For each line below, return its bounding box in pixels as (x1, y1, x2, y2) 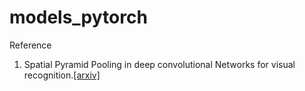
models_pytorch (9, 6, 148, 29)
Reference (9, 39, 52, 51)
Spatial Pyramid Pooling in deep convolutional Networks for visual (23, 58, 296, 70)
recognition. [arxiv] (23, 69, 101, 81)
